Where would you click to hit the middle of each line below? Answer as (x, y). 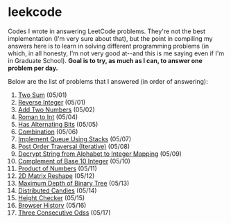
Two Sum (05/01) (42, 95)
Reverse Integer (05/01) (52, 102)
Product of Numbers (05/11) (58, 168)
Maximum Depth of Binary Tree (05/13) (74, 183)
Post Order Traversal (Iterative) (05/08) (74, 146)
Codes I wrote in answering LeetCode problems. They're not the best (107, 31)
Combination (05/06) (48, 132)
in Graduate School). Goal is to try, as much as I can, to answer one (105, 60)
